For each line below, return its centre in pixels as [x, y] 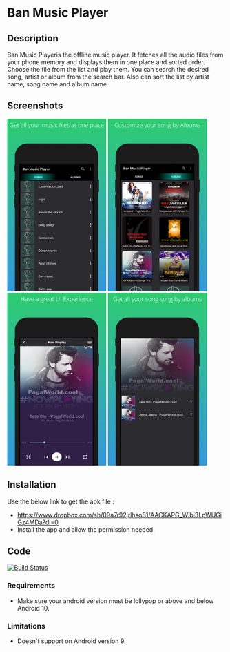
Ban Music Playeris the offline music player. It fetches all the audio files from [115, 55]
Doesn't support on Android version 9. [71, 641]
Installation [32, 485]
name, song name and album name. [58, 84]
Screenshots [35, 106]
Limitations [27, 626]
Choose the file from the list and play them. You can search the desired [108, 69]
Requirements [31, 586]
